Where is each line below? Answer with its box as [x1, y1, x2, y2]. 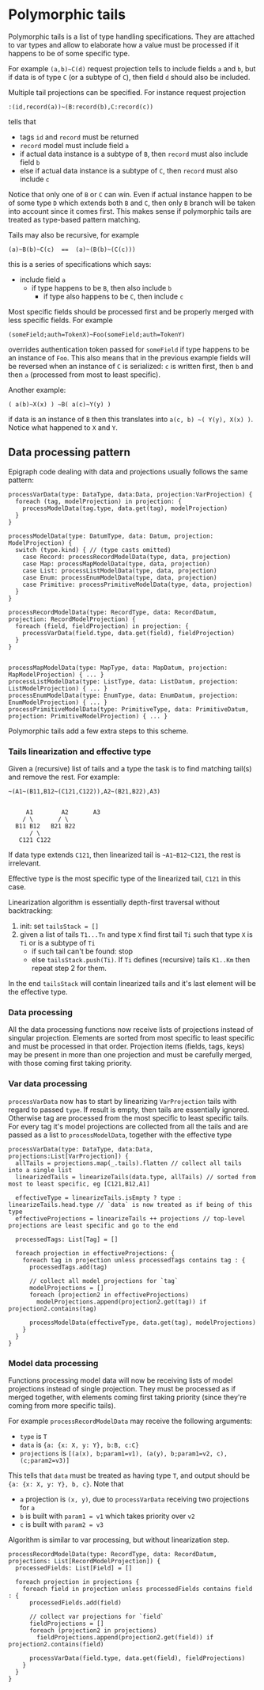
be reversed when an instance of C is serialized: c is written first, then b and [8, 361, 254, 371]
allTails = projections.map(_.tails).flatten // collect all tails [15, 1159, 243, 1167]
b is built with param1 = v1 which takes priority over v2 [19, 1511, 195, 1521]
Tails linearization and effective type [8, 746, 152, 757]
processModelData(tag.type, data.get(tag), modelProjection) [22, 504, 228, 512]
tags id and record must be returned [19, 132, 139, 142]
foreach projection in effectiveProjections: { [15, 1249, 175, 1257]
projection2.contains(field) [8, 1640, 104, 1648]
